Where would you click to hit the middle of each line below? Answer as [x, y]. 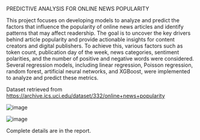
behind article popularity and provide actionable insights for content [90, 39]
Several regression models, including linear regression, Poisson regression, [100, 65]
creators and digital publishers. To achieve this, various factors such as [95, 46]
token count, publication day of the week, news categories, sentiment [93, 52]
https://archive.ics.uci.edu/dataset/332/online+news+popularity [86, 96]
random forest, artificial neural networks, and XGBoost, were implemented [98, 71]
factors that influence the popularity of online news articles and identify [95, 27]
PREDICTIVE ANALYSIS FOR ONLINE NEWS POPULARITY [78, 9]
